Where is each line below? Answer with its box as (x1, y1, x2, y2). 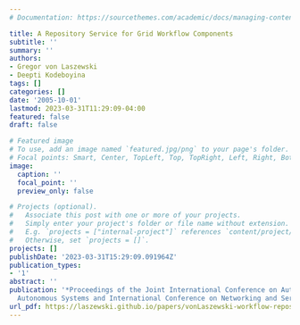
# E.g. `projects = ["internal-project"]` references (9, 228, 221, 237)
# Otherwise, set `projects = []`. (9, 236, 150, 245)
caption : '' (17, 170, 62, 179)
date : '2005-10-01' (9, 96, 82, 104)
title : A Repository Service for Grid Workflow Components (9, 29, 234, 38)
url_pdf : (9, 302, 42, 311)
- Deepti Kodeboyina (9, 71, 87, 80)
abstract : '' (9, 278, 58, 287)
